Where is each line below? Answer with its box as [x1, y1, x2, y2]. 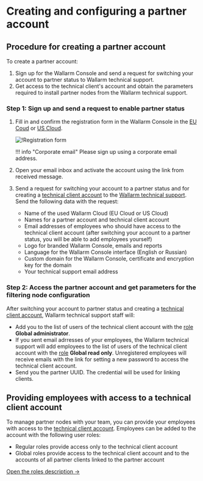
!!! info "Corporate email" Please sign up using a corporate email [15, 148, 177, 156]
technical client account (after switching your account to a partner [24, 229, 191, 236]
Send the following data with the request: [15, 198, 119, 205]
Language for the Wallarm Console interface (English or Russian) [24, 248, 187, 256]
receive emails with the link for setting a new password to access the [15, 355, 189, 363]
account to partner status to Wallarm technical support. [15, 76, 154, 83]
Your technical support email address [24, 268, 118, 275]
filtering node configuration [6, 291, 90, 300]
